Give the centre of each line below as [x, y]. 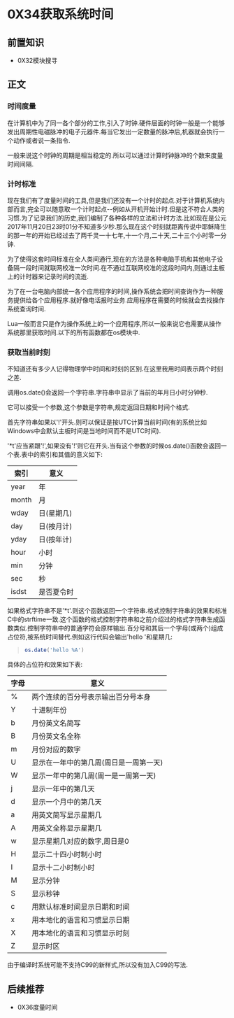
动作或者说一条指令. [42, 140]
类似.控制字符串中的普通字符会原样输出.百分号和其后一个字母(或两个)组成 [118, 628]
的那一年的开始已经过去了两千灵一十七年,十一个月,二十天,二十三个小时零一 [114, 235]
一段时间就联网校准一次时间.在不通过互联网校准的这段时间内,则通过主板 [122, 267]
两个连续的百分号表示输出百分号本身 [92, 697]
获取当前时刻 [29, 352]
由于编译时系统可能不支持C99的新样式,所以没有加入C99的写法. [98, 965]
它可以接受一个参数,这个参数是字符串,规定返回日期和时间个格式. [99, 407]
